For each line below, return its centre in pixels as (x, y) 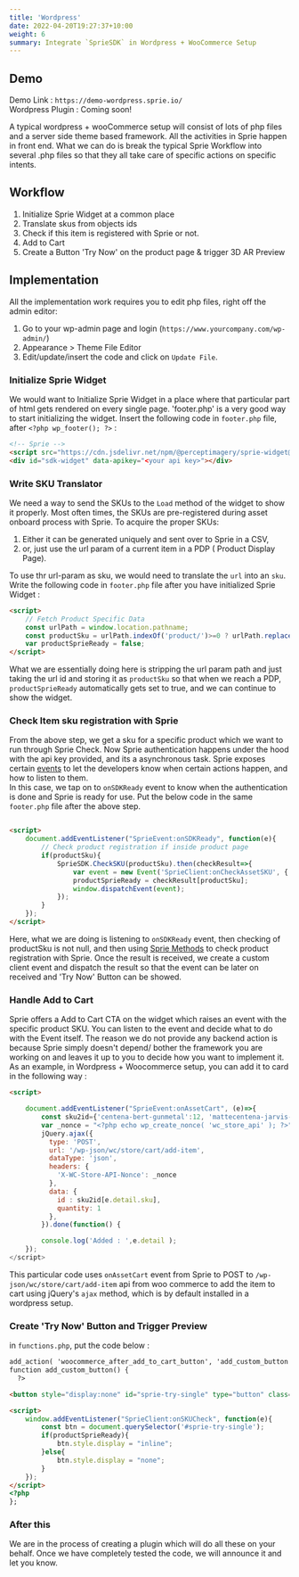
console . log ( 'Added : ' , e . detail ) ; (109, 1241)
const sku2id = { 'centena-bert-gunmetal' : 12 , (123, 1117)
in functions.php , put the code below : (79, 1346)
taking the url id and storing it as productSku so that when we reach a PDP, (145, 679)
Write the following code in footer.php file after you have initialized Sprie (142, 584)
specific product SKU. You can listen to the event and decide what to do (141, 1029)
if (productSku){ (71, 856)
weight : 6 (28, 34)
